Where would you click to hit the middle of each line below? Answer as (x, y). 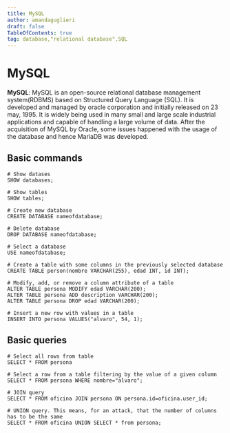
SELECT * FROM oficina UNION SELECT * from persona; (84, 423)
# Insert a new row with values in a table (71, 313)
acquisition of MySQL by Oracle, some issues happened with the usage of (112, 129)
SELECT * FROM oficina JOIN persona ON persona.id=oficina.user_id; (107, 398)
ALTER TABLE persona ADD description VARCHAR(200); (83, 295)
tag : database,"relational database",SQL (67, 39)
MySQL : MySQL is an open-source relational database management (104, 93)
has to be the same (35, 416)
